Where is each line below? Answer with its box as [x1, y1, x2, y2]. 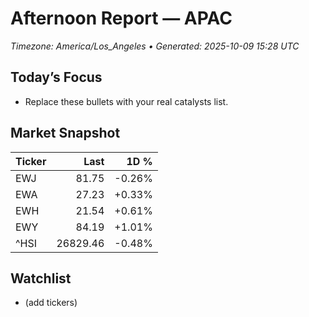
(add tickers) [24, 297, 78, 309]
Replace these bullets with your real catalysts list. [24, 95, 229, 107]
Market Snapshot [10, 125, 121, 142]
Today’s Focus [10, 69, 103, 86]
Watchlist [10, 270, 72, 287]
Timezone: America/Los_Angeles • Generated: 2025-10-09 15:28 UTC [10, 40, 300, 52]
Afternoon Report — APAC [10, 7, 233, 30]
